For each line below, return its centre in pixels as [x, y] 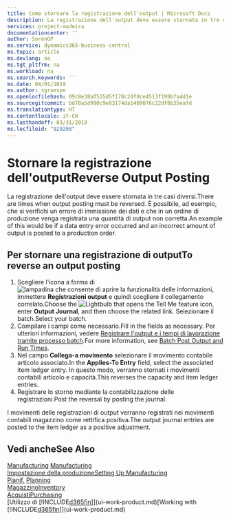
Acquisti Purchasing [35, 495]
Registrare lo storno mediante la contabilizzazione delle [96, 392]
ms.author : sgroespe [37, 90]
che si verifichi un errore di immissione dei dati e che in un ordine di [103, 211]
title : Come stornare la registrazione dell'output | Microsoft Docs [109, 13]
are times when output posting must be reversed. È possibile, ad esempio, [112, 204]
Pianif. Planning [29, 480]
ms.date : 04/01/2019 [37, 84]
